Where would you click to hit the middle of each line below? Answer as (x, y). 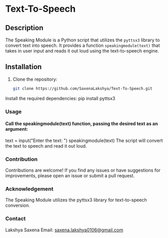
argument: (17, 129)
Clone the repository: (35, 79)
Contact (16, 219)
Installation (23, 67)
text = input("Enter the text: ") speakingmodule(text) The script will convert (84, 140)
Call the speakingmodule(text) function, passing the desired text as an (82, 124)
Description (24, 28)
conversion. (18, 205)
